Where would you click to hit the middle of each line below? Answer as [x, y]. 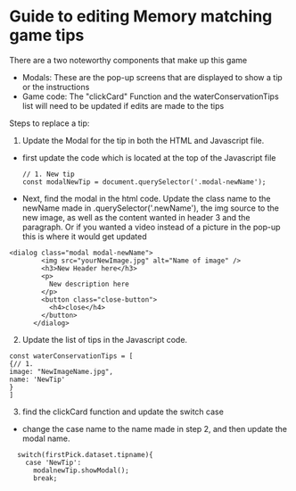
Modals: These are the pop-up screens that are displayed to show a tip [152, 77]
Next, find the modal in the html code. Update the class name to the [146, 198]
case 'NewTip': [53, 462]
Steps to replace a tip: [49, 123]
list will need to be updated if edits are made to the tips [123, 105]
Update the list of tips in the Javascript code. [105, 339]
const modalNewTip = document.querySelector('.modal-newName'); [144, 182]
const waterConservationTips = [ [71, 356]
